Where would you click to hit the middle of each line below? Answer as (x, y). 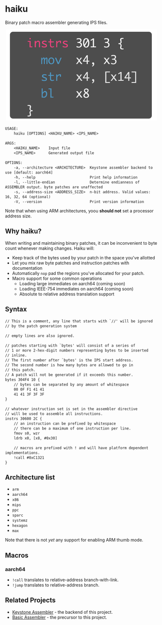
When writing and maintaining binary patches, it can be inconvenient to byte (81, 243)
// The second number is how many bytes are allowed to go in (69, 365)
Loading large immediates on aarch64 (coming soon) (72, 283)
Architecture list (30, 477)
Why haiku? (24, 231)
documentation (27, 268)
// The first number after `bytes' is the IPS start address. (69, 360)
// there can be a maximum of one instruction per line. (73, 428)
